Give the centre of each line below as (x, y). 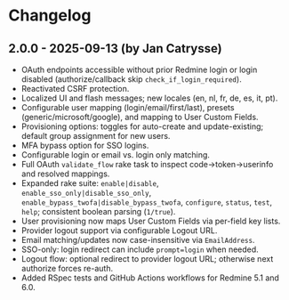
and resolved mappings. (65, 174)
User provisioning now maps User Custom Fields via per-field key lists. (151, 221)
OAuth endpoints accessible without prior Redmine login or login (139, 69)
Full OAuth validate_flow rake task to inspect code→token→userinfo (147, 164)
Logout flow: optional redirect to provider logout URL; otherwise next (147, 259)
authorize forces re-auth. (67, 268)
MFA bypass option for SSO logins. (85, 145)
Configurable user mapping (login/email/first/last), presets (128, 107)
